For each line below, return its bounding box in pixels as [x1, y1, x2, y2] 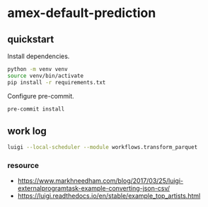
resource [7, 161, 40, 171]
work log [7, 125, 47, 137]
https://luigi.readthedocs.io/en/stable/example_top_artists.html [17, 191, 201, 200]
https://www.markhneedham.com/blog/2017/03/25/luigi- [17, 177, 184, 185]
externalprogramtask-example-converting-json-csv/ [17, 184, 171, 193]
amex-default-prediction [7, 5, 156, 21]
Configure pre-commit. [7, 91, 74, 100]
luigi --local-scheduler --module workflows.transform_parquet [7, 144, 198, 151]
